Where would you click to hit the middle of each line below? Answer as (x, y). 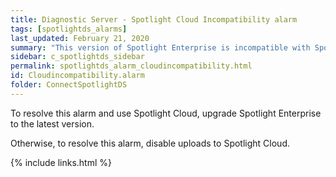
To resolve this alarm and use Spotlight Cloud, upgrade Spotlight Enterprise (166, 113)
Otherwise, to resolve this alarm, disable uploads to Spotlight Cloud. (150, 143)
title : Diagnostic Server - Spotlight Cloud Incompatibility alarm (154, 19)
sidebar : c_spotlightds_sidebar (77, 57)
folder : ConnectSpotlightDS (69, 85)
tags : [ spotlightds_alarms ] (69, 29)
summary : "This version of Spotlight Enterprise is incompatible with (160, 47)
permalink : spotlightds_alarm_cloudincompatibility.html (131, 66)
